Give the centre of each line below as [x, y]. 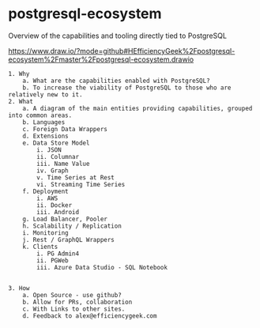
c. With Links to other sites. [74, 309]
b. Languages [44, 122]
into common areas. [40, 115]
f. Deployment [45, 191]
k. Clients [40, 247]
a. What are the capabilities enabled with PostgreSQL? [117, 81]
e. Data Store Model [56, 143]
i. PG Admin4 [58, 254]
